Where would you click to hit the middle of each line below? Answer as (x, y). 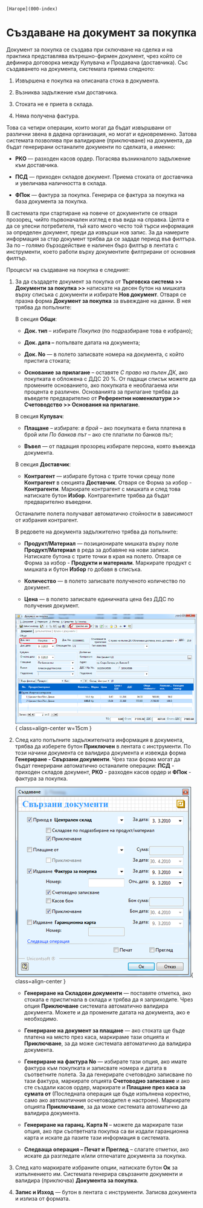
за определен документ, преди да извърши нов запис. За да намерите (98, 232)
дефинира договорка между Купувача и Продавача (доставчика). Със (97, 62)
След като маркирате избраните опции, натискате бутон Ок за (96, 1167)
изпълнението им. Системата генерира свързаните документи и (99, 1173)
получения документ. (52, 606)
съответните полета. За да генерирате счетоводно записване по (108, 1074)
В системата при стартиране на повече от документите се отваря (92, 213)
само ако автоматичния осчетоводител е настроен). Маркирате (107, 1100)
